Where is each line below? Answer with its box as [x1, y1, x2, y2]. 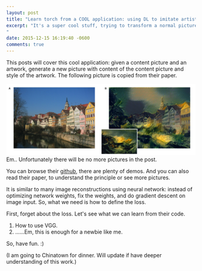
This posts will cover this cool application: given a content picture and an [6, 59, 187, 66]
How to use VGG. [14, 222, 58, 229]
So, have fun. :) [6, 240, 44, 247]
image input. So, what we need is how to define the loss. [6, 199, 146, 205]
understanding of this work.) [6, 258, 77, 265]
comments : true [6, 42, 44, 48]
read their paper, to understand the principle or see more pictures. [6, 174, 170, 181]
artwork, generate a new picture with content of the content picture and [6, 65, 184, 72]
